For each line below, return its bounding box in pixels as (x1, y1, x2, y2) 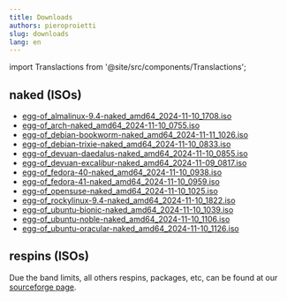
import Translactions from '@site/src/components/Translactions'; (9, 62, 247, 72)
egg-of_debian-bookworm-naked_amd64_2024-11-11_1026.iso (21, 130, 249, 140)
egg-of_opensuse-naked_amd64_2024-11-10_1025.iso (21, 186, 218, 197)
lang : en (9, 37, 42, 47)
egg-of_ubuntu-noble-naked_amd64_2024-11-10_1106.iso (21, 214, 230, 225)
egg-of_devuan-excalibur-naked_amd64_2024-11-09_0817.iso (21, 158, 247, 169)
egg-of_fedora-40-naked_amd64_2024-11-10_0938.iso (21, 167, 223, 177)
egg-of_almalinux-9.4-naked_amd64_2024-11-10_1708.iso (21, 111, 232, 122)
